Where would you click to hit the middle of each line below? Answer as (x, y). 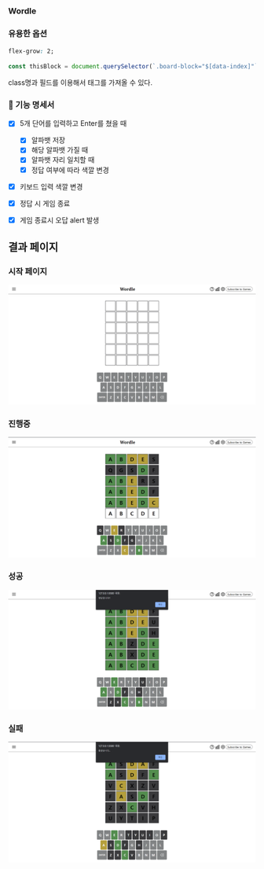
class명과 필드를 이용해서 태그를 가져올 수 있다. (81, 82)
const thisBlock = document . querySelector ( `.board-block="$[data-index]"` (133, 67)
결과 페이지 (33, 247)
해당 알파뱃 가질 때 (60, 150)
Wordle (22, 11)
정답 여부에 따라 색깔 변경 (70, 170)
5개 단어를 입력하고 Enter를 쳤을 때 (73, 123)
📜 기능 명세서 (31, 105)
